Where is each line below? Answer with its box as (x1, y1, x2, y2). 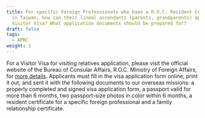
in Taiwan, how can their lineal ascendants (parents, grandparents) (12, 15, 192, 21)
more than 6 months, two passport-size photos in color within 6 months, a (6, 92, 193, 99)
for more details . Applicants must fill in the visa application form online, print (6, 72, 198, 80)
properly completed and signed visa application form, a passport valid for (6, 85, 191, 92)
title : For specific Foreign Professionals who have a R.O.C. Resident (6, 9, 192, 15)
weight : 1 (6, 43, 32, 49)
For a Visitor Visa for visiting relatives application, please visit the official (6, 59, 188, 67)
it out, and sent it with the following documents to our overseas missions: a (6, 78, 195, 86)
